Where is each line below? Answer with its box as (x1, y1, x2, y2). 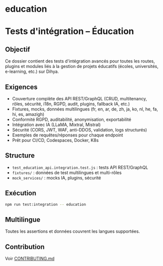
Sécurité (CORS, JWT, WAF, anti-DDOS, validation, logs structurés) (12, 127, 147, 133)
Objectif (5, 45, 30, 53)
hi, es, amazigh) (12, 111, 45, 117)
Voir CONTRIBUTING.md (5, 256, 55, 262)
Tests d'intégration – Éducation (5, 26, 134, 37)
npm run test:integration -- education (5, 202, 86, 207)
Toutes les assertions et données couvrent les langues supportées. (5, 228, 140, 234)
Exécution (5, 189, 37, 198)
